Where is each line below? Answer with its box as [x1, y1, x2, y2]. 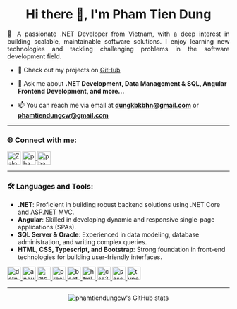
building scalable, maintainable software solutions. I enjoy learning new [7, 37, 230, 45]
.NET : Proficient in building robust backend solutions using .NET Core [17, 200, 221, 208]
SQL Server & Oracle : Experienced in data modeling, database [17, 230, 200, 239]
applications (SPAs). [17, 222, 76, 231]
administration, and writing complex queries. [17, 237, 147, 246]
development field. [7, 52, 62, 61]
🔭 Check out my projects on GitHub [17, 65, 121, 74]
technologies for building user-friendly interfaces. [17, 253, 162, 261]
